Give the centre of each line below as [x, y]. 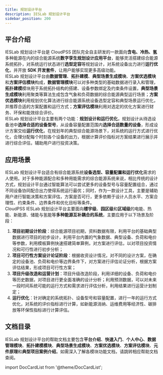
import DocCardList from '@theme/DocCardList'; [54, 367]
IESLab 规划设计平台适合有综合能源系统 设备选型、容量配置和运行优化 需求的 [81, 172]
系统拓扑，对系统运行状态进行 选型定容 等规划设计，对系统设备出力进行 [75, 64]
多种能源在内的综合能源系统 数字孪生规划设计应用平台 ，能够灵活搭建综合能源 [81, 58]
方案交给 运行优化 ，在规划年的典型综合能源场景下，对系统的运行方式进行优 [83, 131]
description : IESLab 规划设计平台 [38, 14]
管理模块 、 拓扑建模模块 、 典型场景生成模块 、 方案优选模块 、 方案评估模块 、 [79, 345]
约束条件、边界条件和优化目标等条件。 [56, 203]
